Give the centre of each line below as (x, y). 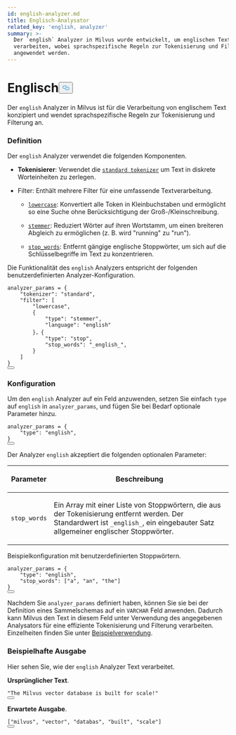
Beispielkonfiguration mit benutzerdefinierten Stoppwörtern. (94, 556)
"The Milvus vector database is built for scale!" (83, 693)
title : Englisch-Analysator (48, 20)
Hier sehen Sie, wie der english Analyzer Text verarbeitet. (91, 667)
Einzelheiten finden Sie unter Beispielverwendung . (80, 633)
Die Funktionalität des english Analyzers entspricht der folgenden (103, 268)
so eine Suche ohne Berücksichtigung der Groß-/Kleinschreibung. (123, 212)
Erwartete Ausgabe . (37, 709)
